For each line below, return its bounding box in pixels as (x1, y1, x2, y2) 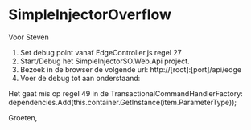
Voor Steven (8, 32, 50, 42)
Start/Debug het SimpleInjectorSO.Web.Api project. (19, 56, 191, 66)
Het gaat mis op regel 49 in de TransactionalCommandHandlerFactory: (8, 88, 243, 98)
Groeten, (8, 112, 38, 122)
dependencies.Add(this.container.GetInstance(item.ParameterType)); (8, 97, 237, 107)
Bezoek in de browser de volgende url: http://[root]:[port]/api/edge (19, 64, 242, 74)
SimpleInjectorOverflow (8, 6, 171, 24)
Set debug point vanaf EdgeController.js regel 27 (19, 47, 183, 57)
